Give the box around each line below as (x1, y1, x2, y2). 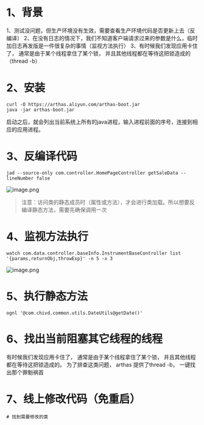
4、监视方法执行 (6, 230, 88, 244)
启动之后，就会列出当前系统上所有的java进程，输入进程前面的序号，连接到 (6, 118, 193, 125)
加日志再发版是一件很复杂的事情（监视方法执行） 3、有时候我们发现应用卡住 (6, 42, 198, 49)
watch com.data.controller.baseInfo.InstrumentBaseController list (6, 250, 181, 256)
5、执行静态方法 (6, 289, 88, 303)
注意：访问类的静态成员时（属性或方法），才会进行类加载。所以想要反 (21, 198, 195, 206)
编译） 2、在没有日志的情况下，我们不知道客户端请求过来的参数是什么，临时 (6, 34, 198, 41)
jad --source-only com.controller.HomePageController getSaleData (6, 170, 178, 176)
